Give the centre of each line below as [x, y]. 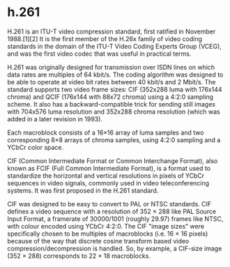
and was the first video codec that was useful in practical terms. [99, 54]
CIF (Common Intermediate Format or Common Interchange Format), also [113, 160]
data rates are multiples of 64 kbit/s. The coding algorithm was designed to [115, 75]
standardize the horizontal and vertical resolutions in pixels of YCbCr [106, 176]
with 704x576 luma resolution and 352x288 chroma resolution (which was [114, 112]
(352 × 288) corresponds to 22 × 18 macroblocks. [79, 256]
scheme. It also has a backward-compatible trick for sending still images [112, 104]
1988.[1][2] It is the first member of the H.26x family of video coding [105, 38]
